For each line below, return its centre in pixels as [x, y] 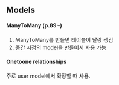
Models [21, 10]
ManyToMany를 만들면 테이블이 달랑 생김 [64, 39]
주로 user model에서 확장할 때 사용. [48, 76]
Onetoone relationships [37, 62]
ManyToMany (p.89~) [34, 25]
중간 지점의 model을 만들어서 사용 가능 [61, 47]
